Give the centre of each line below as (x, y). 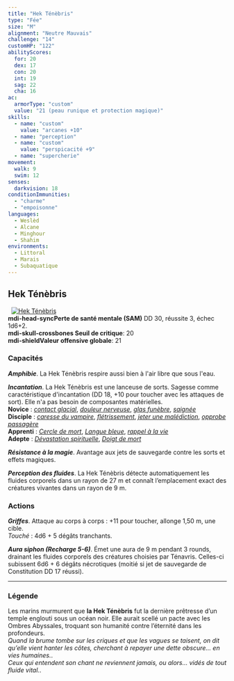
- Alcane (27, 227)
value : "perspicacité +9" (58, 150)
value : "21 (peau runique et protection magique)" (89, 111)
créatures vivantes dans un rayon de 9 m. (67, 488)
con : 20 (25, 72)
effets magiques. (32, 459)
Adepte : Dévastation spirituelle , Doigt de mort (75, 438)
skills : (19, 117)
